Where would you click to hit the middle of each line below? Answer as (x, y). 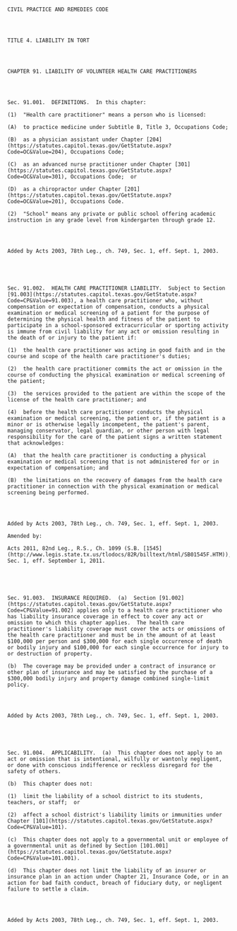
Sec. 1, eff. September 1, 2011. (56, 561)
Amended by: (25, 536)
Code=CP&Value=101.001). (44, 858)
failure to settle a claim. (49, 889)
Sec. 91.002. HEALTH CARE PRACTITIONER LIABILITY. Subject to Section (116, 288)
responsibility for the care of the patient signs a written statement (115, 437)
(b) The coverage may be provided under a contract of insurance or (112, 666)
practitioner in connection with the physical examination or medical (113, 486)
